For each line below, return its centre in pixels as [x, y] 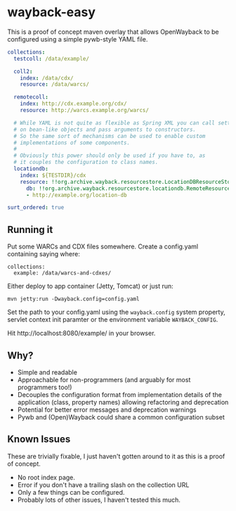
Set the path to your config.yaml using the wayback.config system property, [117, 312]
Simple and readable [47, 372]
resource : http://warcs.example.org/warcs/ [85, 111]
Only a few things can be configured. [71, 492]
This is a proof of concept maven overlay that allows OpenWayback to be [113, 32]
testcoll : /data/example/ [52, 58]
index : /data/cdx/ [47, 78]
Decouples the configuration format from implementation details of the [120, 394]
